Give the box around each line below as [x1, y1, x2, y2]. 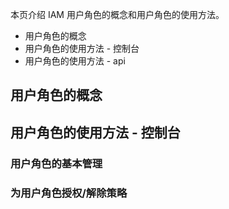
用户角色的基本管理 [10, 156, 103, 170]
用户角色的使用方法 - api [24, 55, 126, 67]
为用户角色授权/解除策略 [10, 186, 128, 200]
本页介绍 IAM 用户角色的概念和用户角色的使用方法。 [10, 9, 225, 20]
